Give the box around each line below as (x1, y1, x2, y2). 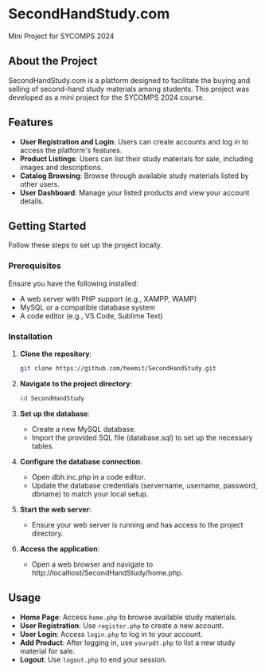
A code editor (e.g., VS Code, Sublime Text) (19, 310, 163, 320)
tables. (31, 441, 54, 451)
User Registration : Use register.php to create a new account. (19, 620, 224, 630)
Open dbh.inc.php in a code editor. (31, 472, 146, 481)
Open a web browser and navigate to (31, 559, 154, 569)
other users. (19, 179, 60, 188)
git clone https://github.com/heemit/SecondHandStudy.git (19, 364, 216, 372)
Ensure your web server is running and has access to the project (31, 520, 244, 529)
